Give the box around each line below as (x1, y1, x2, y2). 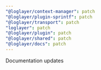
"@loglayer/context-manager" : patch (5, 8, 95, 15)
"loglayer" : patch (5, 24, 51, 31)
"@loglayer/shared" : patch (5, 36, 72, 41)
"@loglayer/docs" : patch (5, 41, 66, 47)
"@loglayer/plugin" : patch (5, 30, 72, 36)
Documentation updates (5, 57, 64, 64)
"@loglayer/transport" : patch (5, 19, 80, 25)
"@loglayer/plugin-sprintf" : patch (5, 14, 93, 20)
